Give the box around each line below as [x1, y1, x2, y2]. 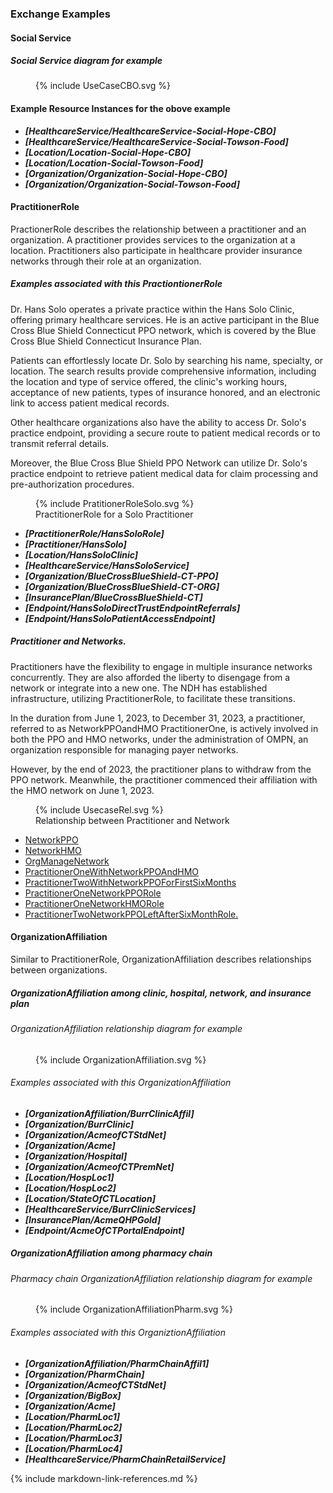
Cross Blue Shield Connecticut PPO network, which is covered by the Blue [10, 324, 317, 336]
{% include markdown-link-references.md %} [10, 1472, 198, 1484]
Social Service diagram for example [10, 55, 163, 67]
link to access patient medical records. [10, 397, 170, 409]
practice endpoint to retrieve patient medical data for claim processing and [10, 467, 318, 479]
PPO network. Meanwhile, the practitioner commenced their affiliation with [10, 773, 318, 786]
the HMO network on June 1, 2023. [10, 784, 155, 796]
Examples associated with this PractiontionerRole [10, 278, 223, 290]
